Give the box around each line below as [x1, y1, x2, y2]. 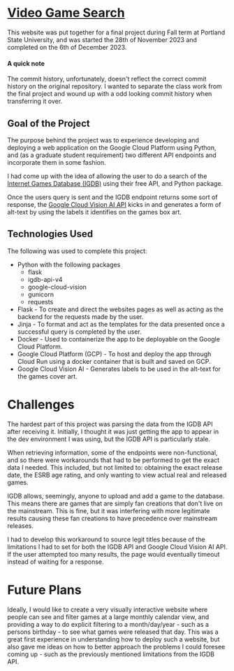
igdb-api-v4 [27, 275, 63, 283]
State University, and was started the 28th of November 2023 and [7, 35, 198, 43]
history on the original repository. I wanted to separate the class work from [7, 82, 222, 90]
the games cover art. [17, 372, 78, 380]
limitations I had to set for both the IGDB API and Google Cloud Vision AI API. [7, 542, 228, 551]
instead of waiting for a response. [7, 557, 104, 566]
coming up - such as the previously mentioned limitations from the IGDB [7, 650, 215, 658]
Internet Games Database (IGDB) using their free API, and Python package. [7, 179, 224, 187]
